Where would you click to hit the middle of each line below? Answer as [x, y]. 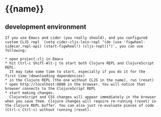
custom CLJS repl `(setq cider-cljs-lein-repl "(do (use [63, 42]
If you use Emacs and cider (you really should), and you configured [76, 38]
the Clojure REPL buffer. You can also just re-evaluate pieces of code [80, 105]
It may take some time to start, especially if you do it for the [77, 72]
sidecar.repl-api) [23, 46]
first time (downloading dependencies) [45, 76]
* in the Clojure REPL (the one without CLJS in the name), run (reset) [80, 80]
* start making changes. [30, 93]
